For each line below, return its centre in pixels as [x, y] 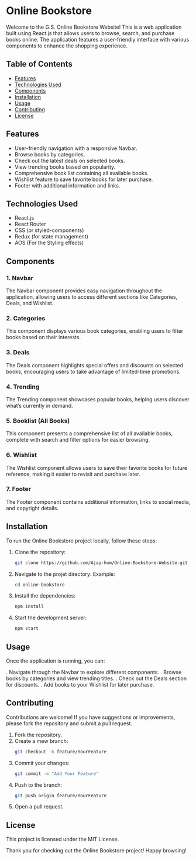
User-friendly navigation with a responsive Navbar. [76, 148]
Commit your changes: [42, 763]
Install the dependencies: [45, 596]
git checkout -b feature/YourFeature [61, 752]
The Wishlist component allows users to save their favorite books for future [97, 467]
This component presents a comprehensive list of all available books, [89, 434]
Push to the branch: [38, 785]
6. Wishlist [21, 455]
